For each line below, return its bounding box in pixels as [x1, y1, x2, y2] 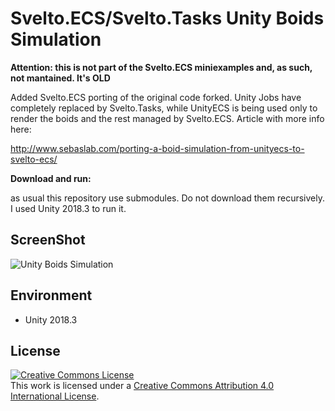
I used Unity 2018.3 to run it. [10, 202, 127, 214]
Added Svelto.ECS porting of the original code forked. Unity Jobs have [10, 91, 302, 103]
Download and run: [10, 172, 92, 184]
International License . [10, 390, 100, 402]
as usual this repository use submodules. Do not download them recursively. [10, 192, 326, 204]
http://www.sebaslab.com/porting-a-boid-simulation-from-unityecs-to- [10, 142, 305, 154]
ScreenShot [10, 232, 86, 249]
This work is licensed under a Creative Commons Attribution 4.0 [10, 380, 275, 392]
